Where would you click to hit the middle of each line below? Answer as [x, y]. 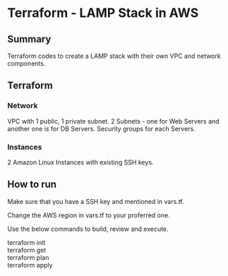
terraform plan [28, 257]
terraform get [27, 250]
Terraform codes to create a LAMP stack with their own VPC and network [114, 56]
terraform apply [30, 265]
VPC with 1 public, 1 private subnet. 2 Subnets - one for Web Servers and [114, 121]
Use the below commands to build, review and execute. [88, 229]
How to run [32, 185]
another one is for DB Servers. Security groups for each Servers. [101, 128]
